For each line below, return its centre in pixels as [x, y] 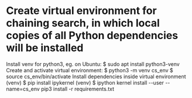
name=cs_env [23, 89]
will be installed [45, 48]
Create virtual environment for [81, 11]
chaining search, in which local [83, 23]
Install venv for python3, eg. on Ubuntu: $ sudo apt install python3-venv [93, 64]
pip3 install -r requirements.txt [77, 89]
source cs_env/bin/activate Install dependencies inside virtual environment [96, 76]
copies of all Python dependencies [92, 36]
